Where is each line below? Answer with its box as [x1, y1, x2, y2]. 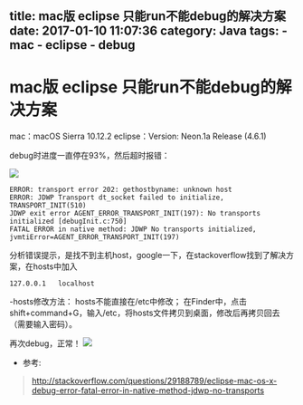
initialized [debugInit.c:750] [9, 217, 128, 227]
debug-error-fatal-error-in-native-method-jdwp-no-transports [31, 385, 265, 396]
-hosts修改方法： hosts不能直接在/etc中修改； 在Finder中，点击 [9, 296, 247, 307]
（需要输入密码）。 [9, 319, 77, 330]
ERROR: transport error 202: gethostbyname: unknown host [9, 185, 232, 195]
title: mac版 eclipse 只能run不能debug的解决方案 [9, 8, 287, 24]
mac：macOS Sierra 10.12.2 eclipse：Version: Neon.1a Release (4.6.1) [9, 130, 267, 142]
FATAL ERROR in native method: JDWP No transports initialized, [9, 225, 257, 234]
